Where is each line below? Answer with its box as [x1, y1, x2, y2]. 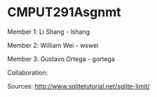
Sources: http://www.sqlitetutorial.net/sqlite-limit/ [7, 82, 150, 90]
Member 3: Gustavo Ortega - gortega [7, 54, 116, 63]
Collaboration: [7, 68, 48, 77]
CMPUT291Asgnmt [7, 4, 121, 20]
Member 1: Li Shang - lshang [7, 27, 90, 36]
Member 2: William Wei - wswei [7, 41, 99, 49]
